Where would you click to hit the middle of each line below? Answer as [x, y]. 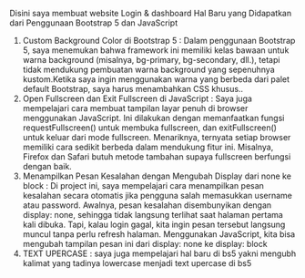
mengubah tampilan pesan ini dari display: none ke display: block [145, 244]
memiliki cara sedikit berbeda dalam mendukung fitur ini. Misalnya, [148, 147]
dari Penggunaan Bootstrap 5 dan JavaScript [94, 23]
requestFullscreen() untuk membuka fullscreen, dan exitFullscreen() [150, 128]
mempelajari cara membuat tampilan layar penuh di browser [135, 108]
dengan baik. [47, 166]
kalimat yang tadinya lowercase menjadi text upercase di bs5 [137, 263]
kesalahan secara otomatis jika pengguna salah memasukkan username [158, 196]
